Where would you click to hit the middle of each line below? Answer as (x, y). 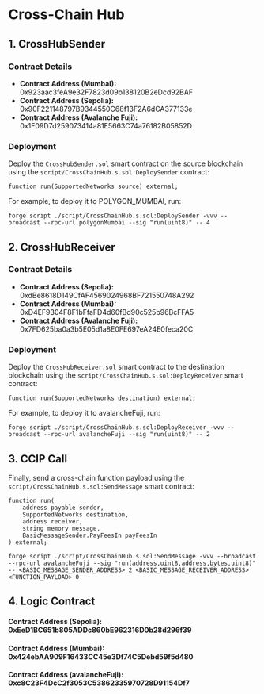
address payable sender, (63, 508)
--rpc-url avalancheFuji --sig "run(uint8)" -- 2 (127, 435)
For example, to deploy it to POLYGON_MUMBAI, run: (95, 201)
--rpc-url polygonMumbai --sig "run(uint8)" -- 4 (127, 223)
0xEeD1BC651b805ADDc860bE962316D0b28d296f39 (100, 630)
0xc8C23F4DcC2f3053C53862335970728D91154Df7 (99, 683)
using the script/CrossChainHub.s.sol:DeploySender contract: (109, 172)
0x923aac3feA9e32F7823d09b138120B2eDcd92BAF (106, 92)
